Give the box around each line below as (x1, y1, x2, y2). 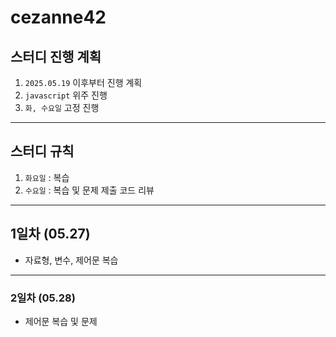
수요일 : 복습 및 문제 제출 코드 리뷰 (24, 184, 155, 196)
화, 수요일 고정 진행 (24, 102, 100, 113)
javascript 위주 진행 (24, 89, 108, 101)
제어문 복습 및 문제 (24, 315, 98, 327)
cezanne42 (10, 6, 107, 29)
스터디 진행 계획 (10, 48, 102, 65)
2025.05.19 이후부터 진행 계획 (24, 77, 143, 88)
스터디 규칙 (10, 143, 75, 160)
